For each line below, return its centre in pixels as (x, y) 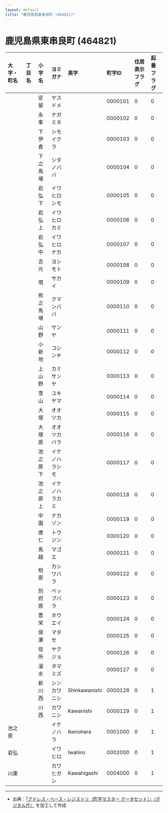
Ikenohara (79, 732)
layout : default (22, 10)
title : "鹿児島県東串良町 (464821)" (40, 15)
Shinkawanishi (85, 691)
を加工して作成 (51, 805)
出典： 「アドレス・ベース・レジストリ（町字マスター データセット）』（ (84, 799)
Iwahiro (76, 752)
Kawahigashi (83, 773)
